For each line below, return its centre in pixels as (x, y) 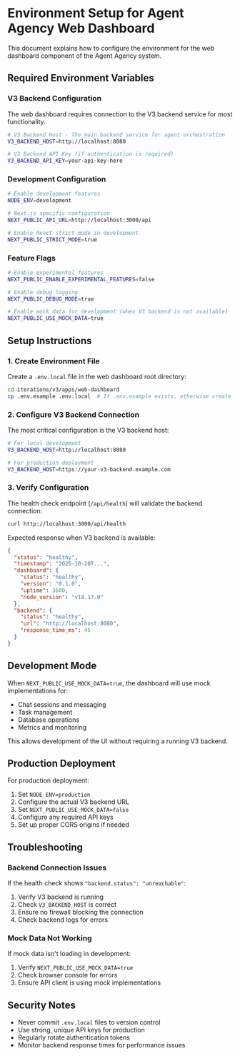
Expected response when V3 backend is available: (81, 538)
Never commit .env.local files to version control (89, 1022)
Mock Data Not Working (50, 938)
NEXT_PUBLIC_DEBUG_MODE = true (51, 299)
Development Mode (52, 666)
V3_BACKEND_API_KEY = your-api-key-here (65, 161)
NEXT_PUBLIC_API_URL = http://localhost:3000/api (80, 220)
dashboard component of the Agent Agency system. (85, 56)
